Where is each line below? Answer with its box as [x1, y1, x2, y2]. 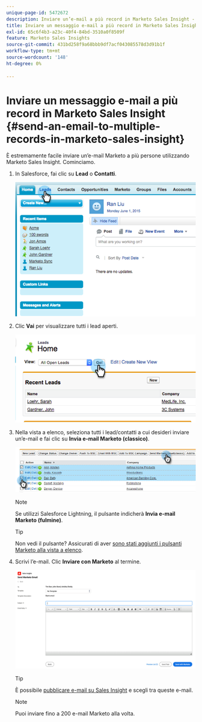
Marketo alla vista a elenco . [14, 546, 83, 554]
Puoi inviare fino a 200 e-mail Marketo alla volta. [14, 709, 135, 717]
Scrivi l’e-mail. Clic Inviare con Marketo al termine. [14, 558, 141, 565]
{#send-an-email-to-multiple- [6, 119, 161, 133]
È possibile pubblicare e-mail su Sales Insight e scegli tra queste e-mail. [14, 686, 194, 694]
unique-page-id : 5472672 [6, 10, 69, 16]
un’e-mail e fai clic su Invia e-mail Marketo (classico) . [14, 435, 150, 443]
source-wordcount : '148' [6, 54, 69, 60]
